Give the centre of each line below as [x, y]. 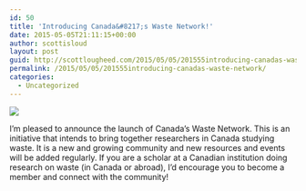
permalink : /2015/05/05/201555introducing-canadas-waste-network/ [138, 69]
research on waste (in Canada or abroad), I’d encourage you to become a [147, 167]
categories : [32, 77]
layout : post [34, 52]
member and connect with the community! [89, 176]
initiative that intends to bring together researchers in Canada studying [142, 138]
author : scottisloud [49, 43]
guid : [20, 60]
